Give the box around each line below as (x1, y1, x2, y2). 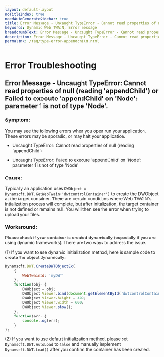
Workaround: (5, 223, 38, 230)
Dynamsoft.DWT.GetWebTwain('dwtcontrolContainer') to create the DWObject (5, 191, 159, 197)
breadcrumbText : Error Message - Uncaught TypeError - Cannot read (5, 30, 145, 35)
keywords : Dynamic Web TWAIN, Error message (5, 25, 97, 30)
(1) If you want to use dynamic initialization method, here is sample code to (5, 249, 155, 255)
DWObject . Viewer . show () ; (22, 305, 73, 310)
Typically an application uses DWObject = (5, 185, 86, 191)
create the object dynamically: (5, 255, 66, 260)
